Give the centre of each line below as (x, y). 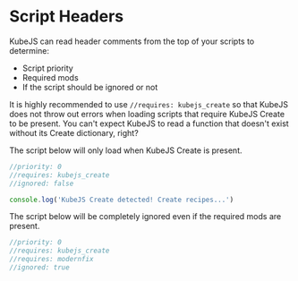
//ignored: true (39, 268)
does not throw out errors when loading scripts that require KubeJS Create (147, 114)
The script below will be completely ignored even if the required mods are (145, 217)
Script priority (47, 68)
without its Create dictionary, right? (74, 132)
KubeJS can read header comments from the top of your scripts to (132, 41)
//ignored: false (42, 183)
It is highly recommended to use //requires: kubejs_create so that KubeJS (149, 104)
